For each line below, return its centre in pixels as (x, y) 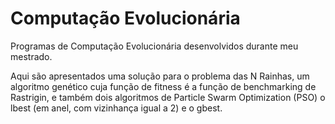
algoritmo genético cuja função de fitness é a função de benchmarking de (163, 86)
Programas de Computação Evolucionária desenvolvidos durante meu (154, 46)
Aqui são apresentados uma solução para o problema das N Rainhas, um (160, 76)
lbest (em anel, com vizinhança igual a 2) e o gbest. (116, 108)
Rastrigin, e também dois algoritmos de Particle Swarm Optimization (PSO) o (168, 97)
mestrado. (31, 56)
